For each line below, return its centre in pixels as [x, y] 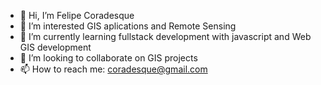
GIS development [55, 47]
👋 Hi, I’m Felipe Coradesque [77, 15]
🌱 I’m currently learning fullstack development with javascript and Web [165, 36]
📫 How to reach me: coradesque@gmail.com [113, 69]
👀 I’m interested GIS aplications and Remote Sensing [128, 26]
